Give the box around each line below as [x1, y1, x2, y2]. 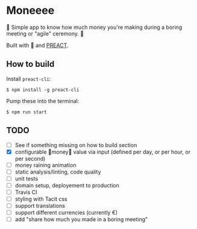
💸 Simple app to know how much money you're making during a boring [6, 24, 183, 31]
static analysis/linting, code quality [14, 168, 101, 175]
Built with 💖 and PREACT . [6, 42, 69, 49]
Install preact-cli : [6, 75, 51, 82]
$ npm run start [6, 109, 47, 115]
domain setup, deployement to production [14, 181, 119, 189]
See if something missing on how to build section [14, 141, 137, 148]
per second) [14, 155, 46, 162]
